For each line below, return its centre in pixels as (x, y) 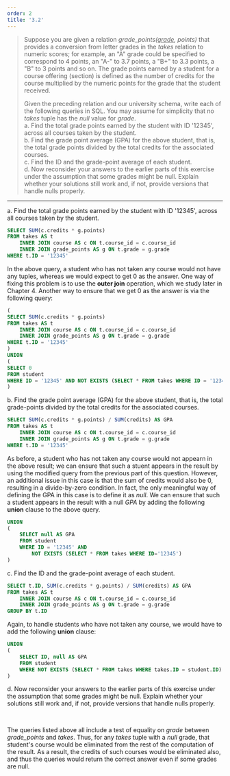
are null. (18, 766)
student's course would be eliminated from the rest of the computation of (111, 744)
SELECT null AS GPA (47, 535)
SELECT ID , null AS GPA (53, 657)
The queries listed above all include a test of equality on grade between (108, 730)
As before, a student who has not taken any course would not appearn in (110, 458)
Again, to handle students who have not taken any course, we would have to (115, 625)
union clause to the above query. (54, 509)
